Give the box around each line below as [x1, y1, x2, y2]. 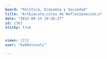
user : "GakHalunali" [5, 43, 47, 47]
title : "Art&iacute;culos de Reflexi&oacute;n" [5, 12, 103, 16]
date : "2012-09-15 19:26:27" [5, 16, 64, 21]
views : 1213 [5, 38, 29, 43]
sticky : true [5, 25, 31, 30]
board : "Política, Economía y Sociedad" [5, 7, 88, 12]
